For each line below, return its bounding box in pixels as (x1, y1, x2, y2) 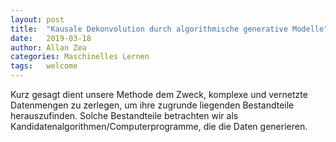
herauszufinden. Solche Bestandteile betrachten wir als (10, 110, 239, 121)
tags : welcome (10, 61, 78, 71)
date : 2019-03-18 (10, 33, 92, 43)
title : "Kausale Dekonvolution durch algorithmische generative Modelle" (10, 24, 329, 34)
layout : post (10, 14, 65, 25)
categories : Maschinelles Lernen (10, 52, 150, 62)
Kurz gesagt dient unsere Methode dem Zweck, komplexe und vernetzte (10, 89, 308, 100)
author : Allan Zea (10, 42, 87, 53)
